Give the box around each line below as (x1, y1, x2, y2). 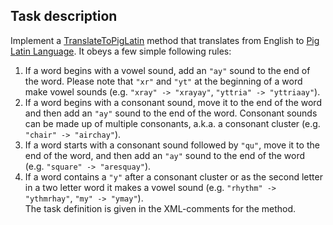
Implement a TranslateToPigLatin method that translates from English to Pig (10, 34, 320, 46)
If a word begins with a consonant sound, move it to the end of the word (24, 96, 322, 108)
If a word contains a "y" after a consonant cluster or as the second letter (24, 170, 323, 183)
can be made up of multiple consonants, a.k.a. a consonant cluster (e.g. (24, 117, 321, 129)
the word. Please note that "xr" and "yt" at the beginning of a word (24, 75, 303, 87)
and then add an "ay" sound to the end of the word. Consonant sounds (24, 107, 318, 119)
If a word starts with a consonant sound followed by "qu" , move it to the (24, 139, 320, 151)
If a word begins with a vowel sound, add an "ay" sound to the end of (24, 64, 311, 76)
